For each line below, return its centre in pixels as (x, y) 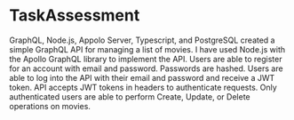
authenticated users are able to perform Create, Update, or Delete (130, 96)
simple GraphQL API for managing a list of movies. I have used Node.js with (147, 49)
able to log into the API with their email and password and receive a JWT (142, 77)
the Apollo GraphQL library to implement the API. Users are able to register (146, 59)
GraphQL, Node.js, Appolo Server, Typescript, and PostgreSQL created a (142, 40)
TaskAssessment (75, 16)
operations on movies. (50, 106)
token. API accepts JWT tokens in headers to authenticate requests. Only (143, 87)
